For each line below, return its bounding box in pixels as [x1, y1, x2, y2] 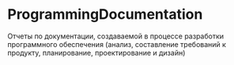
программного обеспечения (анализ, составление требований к [7, 39, 227, 49]
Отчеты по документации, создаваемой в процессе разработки [7, 31, 225, 41]
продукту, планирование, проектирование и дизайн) [7, 48, 186, 57]
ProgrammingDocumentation [7, 5, 203, 23]
